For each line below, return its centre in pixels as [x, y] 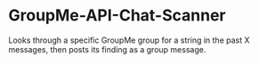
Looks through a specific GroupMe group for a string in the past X [129, 40]
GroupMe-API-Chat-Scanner [117, 16]
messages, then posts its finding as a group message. [107, 49]
